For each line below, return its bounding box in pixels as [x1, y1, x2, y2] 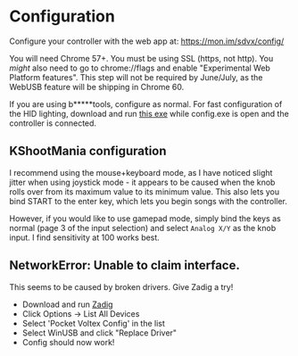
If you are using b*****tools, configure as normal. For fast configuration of [9, 98, 283, 109]
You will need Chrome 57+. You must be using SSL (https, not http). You [9, 53, 274, 63]
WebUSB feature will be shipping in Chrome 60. [9, 81, 185, 92]
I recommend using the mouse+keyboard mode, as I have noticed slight [9, 167, 273, 178]
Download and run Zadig [21, 299, 113, 310]
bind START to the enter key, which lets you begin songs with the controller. [9, 195, 288, 206]
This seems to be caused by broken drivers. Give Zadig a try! [9, 281, 234, 292]
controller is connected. [9, 118, 96, 128]
